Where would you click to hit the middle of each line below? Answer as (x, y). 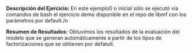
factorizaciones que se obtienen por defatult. (60, 44)
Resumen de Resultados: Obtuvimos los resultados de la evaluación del (93, 32)
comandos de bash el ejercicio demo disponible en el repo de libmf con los (96, 14)
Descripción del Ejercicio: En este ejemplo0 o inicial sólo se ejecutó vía (92, 8)
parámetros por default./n (37, 20)
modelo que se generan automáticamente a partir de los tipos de (84, 38)
